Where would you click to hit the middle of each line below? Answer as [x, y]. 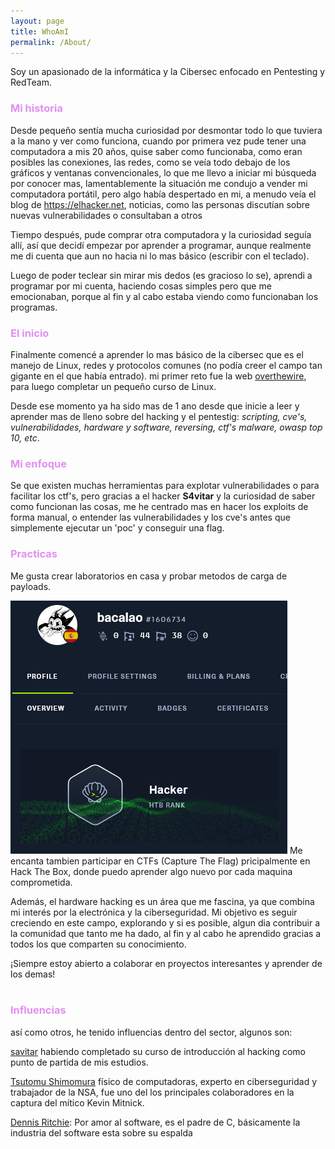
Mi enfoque [38, 463]
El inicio [30, 333]
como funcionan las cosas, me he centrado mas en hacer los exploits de [159, 507]
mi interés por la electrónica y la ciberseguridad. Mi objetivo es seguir [154, 912]
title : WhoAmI [40, 31]
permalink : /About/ [51, 42]
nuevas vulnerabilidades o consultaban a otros [106, 215]
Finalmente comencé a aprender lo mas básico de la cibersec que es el [157, 354]
